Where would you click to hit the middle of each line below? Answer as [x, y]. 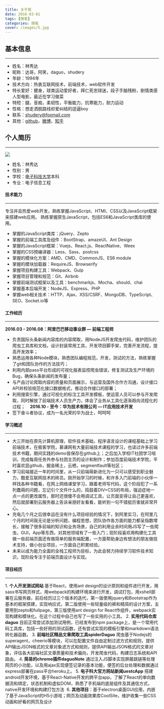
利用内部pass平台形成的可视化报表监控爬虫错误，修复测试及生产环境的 [83, 370]
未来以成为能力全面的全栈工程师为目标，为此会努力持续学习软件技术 [81, 551]
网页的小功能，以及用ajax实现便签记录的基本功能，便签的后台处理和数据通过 [82, 665]
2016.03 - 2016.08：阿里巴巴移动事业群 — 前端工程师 [59, 329]
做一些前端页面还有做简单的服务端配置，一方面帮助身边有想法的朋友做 [83, 539]
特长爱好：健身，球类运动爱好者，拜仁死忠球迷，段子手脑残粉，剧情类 [83, 90]
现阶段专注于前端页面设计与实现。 [55, 557]
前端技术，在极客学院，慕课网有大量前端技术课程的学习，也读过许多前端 [85, 447]
